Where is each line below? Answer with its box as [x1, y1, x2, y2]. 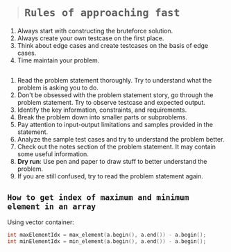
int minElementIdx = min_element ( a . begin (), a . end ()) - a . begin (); [7, 238, 207, 245]
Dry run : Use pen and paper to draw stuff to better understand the [17, 158, 207, 166]
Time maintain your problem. [17, 56, 100, 65]
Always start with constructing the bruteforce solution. [17, 26, 173, 35]
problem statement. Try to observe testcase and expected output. [17, 99, 206, 107]
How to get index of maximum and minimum [7, 192, 189, 202]
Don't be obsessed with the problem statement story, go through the [17, 91, 214, 99]
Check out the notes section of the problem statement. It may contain [17, 142, 216, 151]
